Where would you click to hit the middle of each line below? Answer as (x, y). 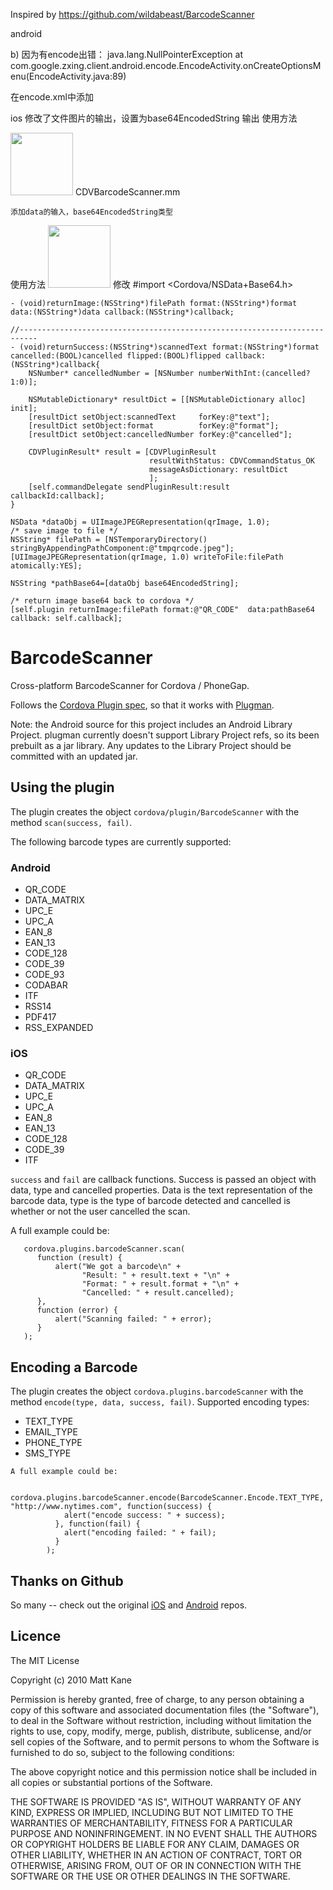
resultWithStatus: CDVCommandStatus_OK (231, 461)
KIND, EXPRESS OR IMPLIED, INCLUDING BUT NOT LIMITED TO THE (152, 1812)
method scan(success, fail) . (71, 822)
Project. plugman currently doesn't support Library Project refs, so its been (165, 735)
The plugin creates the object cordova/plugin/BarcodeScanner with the (155, 811)
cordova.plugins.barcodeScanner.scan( (104, 1249)
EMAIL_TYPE (51, 1432)
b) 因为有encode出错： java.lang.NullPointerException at (126, 54)
